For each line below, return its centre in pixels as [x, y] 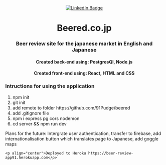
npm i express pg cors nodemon [46, 118]
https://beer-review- [111, 153]
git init [19, 102]
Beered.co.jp [84, 28]
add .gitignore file [31, 113]
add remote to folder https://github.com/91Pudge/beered [71, 107]
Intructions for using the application [50, 86]
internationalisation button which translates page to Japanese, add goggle [82, 138]
